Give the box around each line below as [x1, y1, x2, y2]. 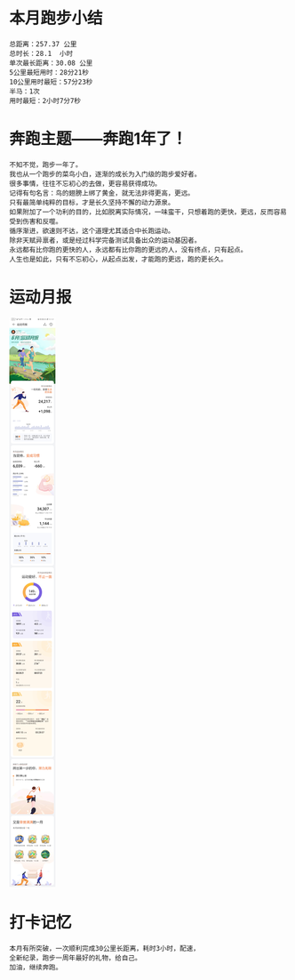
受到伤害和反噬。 [9, 217, 63, 226]
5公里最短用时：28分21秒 [9, 68, 89, 76]
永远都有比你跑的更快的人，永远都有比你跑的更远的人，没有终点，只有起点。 [9, 245, 248, 254]
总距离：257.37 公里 [9, 39, 77, 49]
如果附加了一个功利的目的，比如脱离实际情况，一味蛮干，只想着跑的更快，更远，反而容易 [9, 207, 287, 216]
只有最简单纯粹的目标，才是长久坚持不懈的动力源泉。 [9, 197, 175, 207]
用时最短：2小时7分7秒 [9, 96, 82, 105]
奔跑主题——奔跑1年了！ [9, 129, 188, 149]
